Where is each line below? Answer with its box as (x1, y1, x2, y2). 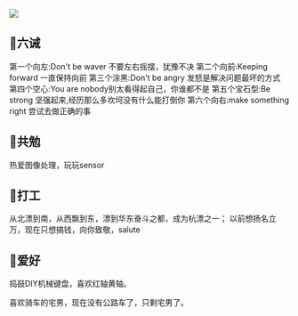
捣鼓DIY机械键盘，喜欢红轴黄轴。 (9, 279, 132, 289)
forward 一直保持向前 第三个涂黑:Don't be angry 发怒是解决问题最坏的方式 (9, 72, 281, 83)
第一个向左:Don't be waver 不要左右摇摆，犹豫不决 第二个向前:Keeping (9, 61, 269, 71)
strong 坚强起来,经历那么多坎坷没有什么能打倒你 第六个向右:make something (9, 94, 290, 105)
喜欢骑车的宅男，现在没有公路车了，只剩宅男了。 (9, 297, 189, 308)
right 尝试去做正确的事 (9, 105, 92, 116)
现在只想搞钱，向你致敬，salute (24, 224, 141, 235)
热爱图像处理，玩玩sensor (9, 159, 105, 170)
